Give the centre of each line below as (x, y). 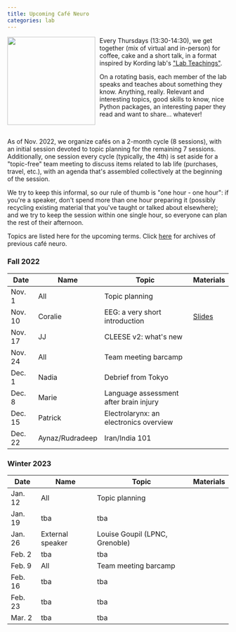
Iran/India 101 (128, 438)
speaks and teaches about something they (161, 84)
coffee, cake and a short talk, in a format (158, 55)
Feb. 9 (21, 566)
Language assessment (142, 393)
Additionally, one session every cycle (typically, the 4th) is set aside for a (113, 156)
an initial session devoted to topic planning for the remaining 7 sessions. (112, 149)
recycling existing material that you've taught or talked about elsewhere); (113, 207)
